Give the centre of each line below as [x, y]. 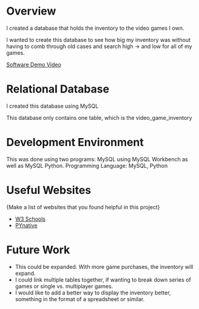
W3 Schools [30, 219]
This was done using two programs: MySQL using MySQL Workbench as [97, 159]
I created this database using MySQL [52, 106]
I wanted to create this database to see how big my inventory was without [99, 40]
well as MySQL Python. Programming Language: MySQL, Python [87, 165]
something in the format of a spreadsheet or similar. [80, 299]
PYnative [26, 225]
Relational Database [58, 89]
